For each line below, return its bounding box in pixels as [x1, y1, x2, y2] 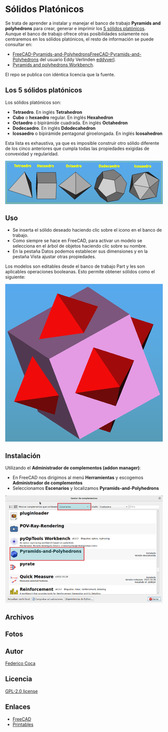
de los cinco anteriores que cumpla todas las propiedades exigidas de [5, 145, 149, 151]
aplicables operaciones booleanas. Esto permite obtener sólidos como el [5, 269, 155, 275]
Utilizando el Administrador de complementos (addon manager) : [5, 465, 141, 471]
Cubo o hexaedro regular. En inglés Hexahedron [12, 114, 113, 120]
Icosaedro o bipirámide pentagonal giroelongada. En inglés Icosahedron [12, 130, 162, 136]
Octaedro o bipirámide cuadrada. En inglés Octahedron [12, 119, 128, 126]
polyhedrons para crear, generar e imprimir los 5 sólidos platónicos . [5, 25, 146, 31]
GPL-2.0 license [5, 688, 38, 694]
